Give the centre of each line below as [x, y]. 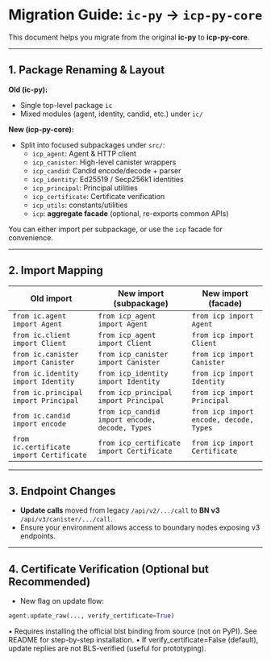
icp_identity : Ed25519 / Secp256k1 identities [108, 179]
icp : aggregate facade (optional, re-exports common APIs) [130, 213]
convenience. [31, 237]
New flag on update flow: [62, 601]
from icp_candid [129, 412]
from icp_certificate [140, 443]
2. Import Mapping [56, 270]
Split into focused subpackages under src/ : [92, 145]
